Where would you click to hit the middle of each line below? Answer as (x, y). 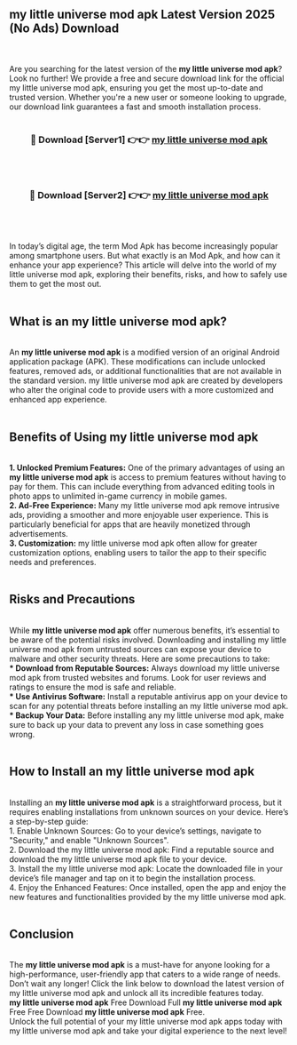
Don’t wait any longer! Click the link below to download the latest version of (147, 984)
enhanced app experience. (59, 400)
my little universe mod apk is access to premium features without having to (148, 477)
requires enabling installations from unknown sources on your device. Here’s (149, 811)
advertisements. (39, 534)
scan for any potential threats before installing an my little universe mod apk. (149, 706)
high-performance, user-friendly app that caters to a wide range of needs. (145, 974)
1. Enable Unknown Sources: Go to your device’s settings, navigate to (135, 831)
